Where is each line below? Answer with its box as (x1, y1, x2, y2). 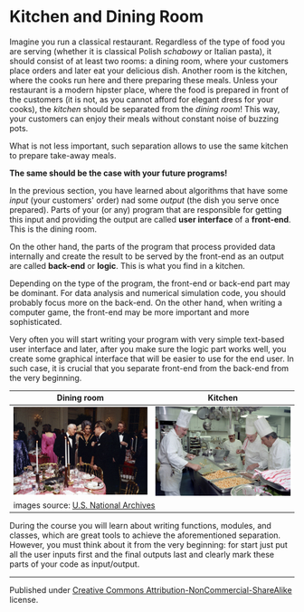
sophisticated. (9, 316, 62, 327)
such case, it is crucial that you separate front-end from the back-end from (9, 362, 290, 373)
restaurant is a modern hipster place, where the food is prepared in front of (9, 84, 290, 95)
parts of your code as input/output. (9, 559, 140, 569)
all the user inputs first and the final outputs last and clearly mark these (9, 549, 275, 559)
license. (9, 594, 39, 605)
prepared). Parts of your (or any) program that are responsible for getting (9, 204, 282, 215)
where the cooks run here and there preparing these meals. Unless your (9, 74, 279, 85)
